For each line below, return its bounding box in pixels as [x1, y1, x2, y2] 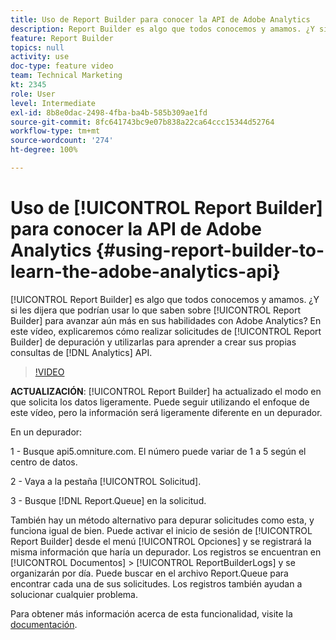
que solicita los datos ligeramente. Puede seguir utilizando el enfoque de [10, 396, 310, 408]
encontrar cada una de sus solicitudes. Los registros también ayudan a [10, 577, 303, 590]
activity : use [10, 52, 70, 62]
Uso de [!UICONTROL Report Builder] [10, 197, 323, 220]
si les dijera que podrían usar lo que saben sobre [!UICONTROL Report [10, 304, 302, 316]
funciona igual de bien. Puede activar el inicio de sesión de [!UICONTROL [10, 524, 313, 536]
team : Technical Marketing [10, 71, 123, 81]
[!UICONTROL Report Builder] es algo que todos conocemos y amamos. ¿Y [10, 293, 320, 305]
